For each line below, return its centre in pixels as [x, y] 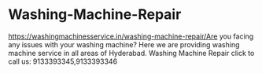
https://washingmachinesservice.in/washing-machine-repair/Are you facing [131, 36]
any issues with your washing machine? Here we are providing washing [124, 44]
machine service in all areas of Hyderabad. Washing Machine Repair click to [131, 53]
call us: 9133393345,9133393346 [63, 61]
